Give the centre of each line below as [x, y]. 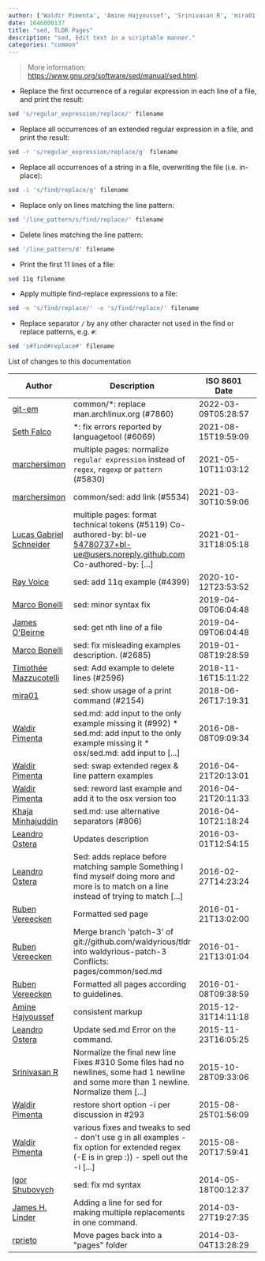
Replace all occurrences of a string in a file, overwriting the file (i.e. [129, 167]
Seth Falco [32, 432]
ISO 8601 [224, 381]
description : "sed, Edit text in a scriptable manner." [102, 38]
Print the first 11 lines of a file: [67, 264]
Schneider [31, 545]
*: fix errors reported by [118, 427]
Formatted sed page [111, 914]
